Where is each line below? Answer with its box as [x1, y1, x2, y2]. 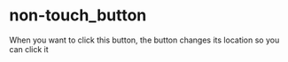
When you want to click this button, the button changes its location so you [9, 35, 280, 45]
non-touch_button [9, 5, 147, 26]
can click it [9, 43, 49, 54]
